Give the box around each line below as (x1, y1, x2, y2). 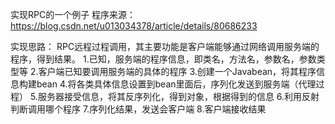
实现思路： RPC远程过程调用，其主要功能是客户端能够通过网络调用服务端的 (10, 41, 320, 52)
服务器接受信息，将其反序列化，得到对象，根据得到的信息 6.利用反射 (37, 91, 320, 102)
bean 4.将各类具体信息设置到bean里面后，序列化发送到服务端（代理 (36, 78, 317, 90)
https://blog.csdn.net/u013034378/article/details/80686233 (10, 20, 258, 32)
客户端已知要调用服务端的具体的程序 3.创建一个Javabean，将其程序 (38, 66, 317, 77)
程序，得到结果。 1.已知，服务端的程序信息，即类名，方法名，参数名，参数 (10, 53, 317, 65)
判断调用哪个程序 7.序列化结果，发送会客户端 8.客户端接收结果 (10, 103, 267, 115)
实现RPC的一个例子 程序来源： (10, 9, 137, 20)
